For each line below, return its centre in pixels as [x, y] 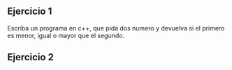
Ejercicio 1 [30, 11]
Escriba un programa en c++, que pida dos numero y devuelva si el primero [116, 28]
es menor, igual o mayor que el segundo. [66, 35]
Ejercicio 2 [31, 57]
